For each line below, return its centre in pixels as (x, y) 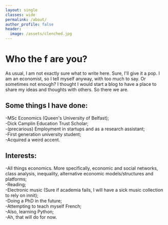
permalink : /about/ (26, 19)
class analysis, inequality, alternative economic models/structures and (79, 173)
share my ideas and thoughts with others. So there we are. (67, 89)
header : (14, 29)
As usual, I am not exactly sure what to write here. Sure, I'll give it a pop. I (83, 73)
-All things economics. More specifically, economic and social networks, (82, 168)
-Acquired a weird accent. (33, 140)
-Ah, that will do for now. (31, 217)
